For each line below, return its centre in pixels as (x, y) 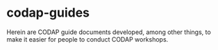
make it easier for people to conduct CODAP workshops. (87, 39)
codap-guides (48, 13)
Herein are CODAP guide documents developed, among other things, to (109, 32)
